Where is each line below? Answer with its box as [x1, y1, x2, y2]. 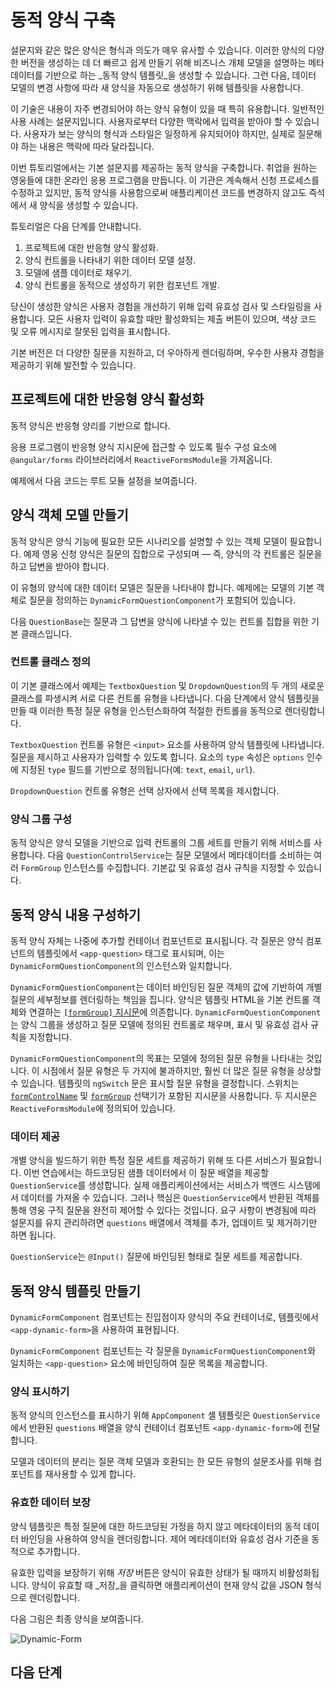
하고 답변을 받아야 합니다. [10, 560, 110, 572]
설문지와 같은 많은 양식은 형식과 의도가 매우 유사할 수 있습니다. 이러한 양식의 [10, 44, 307, 56]
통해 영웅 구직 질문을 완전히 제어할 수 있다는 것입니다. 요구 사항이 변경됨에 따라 [10, 1204, 317, 1216]
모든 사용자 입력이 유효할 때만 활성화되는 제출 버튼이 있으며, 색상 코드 [47, 312, 317, 325]
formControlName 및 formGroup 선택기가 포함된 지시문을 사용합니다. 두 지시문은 [10, 1089, 318, 1101]
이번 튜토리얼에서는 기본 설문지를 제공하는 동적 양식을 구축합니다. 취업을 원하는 [10, 161, 318, 173]
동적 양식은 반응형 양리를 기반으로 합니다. [10, 419, 171, 431]
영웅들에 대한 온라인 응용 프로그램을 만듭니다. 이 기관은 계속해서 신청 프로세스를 [10, 174, 320, 186]
